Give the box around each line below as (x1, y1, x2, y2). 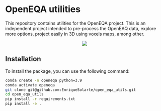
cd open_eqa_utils (5, 92, 44, 97)
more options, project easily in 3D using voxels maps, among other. (5, 31, 145, 37)
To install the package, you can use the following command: (5, 68, 130, 74)
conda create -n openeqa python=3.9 (5, 78, 82, 83)
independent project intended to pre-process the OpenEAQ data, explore (5, 25, 156, 31)
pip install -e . (5, 101, 42, 106)
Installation (5, 55, 41, 63)
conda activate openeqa (5, 82, 55, 87)
